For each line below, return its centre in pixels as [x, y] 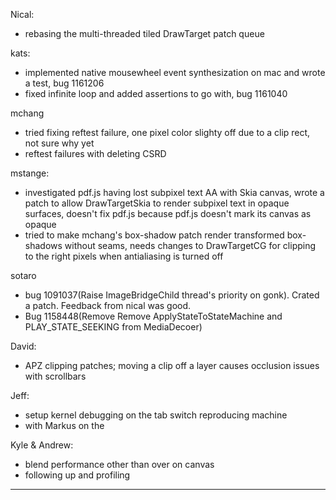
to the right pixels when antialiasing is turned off [124, 256]
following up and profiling [77, 475]
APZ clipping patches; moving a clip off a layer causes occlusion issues [172, 365]
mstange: [30, 173]
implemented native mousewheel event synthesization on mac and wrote [175, 72]
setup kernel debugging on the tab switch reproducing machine [156, 415]
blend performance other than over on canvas [119, 464]
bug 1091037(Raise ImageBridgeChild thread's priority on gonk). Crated [172, 295]
